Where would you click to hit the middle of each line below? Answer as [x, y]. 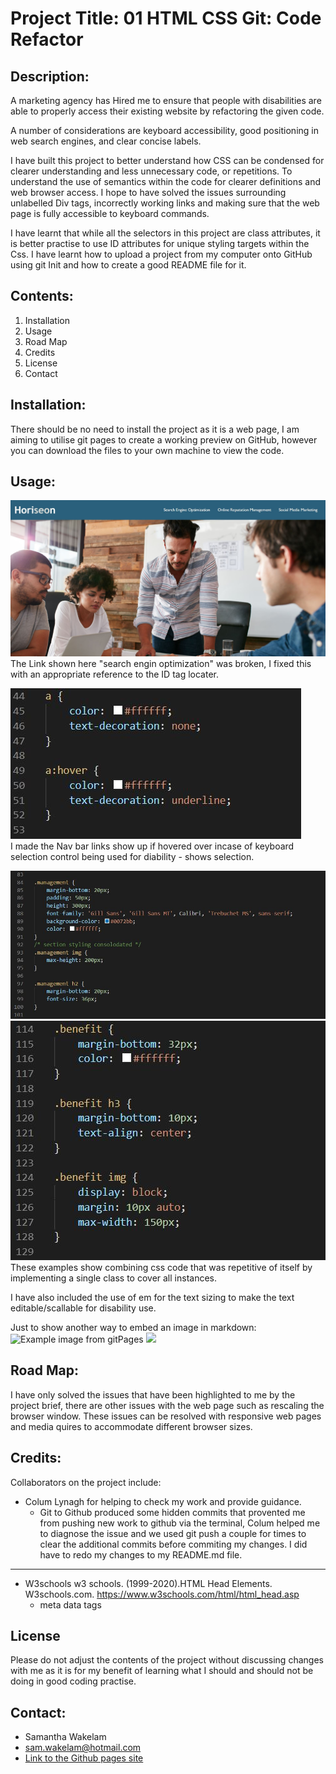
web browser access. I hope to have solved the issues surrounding [148, 192]
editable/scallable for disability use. [83, 1308]
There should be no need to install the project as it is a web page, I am [155, 429]
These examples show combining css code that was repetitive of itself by [161, 1268]
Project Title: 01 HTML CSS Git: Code [166, 18]
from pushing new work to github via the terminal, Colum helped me [180, 1523]
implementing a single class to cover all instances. [113, 1278]
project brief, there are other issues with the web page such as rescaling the [167, 1405]
